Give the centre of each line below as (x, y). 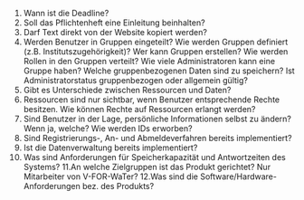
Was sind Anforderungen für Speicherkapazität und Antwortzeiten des (154, 157)
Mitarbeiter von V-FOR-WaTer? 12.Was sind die (110, 176)
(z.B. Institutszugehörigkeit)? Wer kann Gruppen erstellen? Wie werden (156, 52)
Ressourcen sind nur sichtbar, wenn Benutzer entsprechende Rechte (151, 100)
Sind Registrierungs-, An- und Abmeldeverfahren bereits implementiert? (157, 138)
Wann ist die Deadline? (66, 13)
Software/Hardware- (238, 176)
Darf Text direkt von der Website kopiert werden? (115, 32)
